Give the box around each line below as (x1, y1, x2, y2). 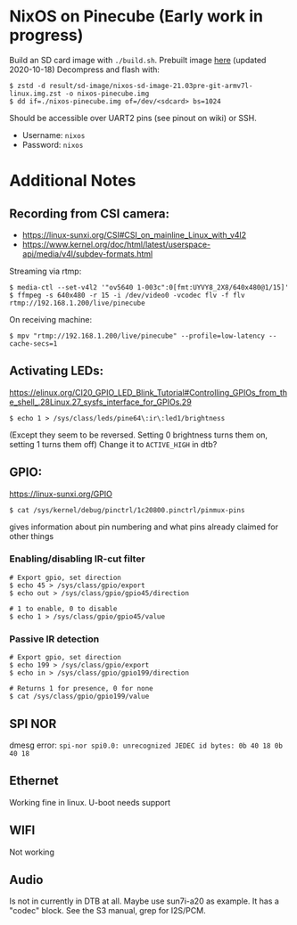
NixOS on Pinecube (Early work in (9, 6, 263, 27)
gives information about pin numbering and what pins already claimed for (9, 521, 279, 532)
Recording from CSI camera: (9, 206, 170, 221)
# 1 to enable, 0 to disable (9, 604, 118, 613)
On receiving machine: (9, 314, 92, 324)
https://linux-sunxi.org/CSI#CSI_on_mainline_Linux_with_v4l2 (21, 229, 247, 240)
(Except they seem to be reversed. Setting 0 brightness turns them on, (9, 430, 268, 440)
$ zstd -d (9, 81, 46, 90)
